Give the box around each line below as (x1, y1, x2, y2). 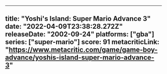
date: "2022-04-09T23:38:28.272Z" (5, 22, 123, 31)
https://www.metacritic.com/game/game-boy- (8, 46, 158, 54)
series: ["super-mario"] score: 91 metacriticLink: (5, 38, 160, 46)
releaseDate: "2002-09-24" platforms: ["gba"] (5, 30, 155, 39)
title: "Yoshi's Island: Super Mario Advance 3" (5, 14, 151, 23)
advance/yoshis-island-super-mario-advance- (5, 53, 155, 62)
